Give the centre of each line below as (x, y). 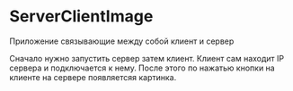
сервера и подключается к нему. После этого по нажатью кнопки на (142, 68)
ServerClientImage (81, 17)
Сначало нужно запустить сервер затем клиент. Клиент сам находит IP (147, 58)
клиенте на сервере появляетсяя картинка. (93, 77)
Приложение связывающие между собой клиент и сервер (122, 41)
